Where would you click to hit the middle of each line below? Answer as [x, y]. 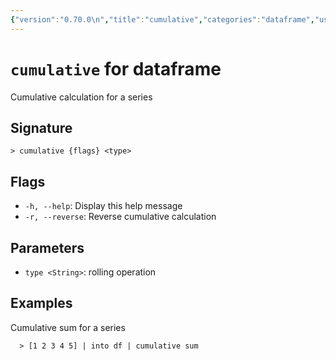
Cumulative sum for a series [68, 327]
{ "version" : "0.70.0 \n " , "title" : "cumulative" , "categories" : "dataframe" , [162, 19]
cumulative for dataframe [116, 68]
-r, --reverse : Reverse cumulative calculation [120, 217]
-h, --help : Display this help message [103, 206]
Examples [41, 303]
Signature [41, 127]
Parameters [47, 247]
